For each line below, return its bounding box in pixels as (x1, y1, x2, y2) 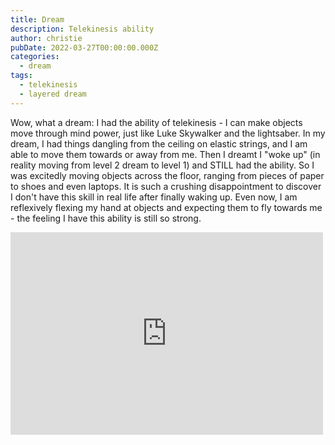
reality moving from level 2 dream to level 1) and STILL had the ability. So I (10, 159, 315, 171)
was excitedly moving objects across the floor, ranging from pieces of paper (10, 169, 325, 181)
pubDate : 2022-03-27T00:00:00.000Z (10, 42, 159, 53)
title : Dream (10, 14, 65, 25)
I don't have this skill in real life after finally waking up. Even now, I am (10, 191, 298, 203)
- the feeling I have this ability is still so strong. (10, 212, 202, 224)
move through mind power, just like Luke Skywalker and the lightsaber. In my (10, 127, 326, 139)
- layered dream (19, 89, 87, 99)
